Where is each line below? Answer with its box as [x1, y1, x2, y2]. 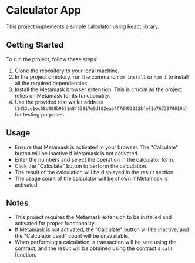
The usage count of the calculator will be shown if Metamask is [14, 175, 168, 182]
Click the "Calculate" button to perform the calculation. [14, 162, 148, 169]
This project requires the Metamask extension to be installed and [14, 214, 172, 221]
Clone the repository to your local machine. [14, 67, 119, 74]
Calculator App [6, 4, 81, 17]
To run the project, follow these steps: [6, 55, 98, 62]
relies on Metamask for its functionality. [14, 92, 110, 99]
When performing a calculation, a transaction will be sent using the [14, 239, 177, 246]
